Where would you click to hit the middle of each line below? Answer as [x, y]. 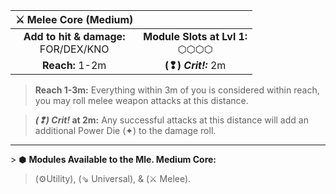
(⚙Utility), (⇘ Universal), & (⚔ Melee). [113, 178]
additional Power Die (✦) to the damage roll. [125, 130]
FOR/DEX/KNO [74, 49]
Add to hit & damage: [74, 36]
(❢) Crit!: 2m [195, 65]
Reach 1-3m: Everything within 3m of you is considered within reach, [177, 90]
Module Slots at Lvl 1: [195, 36]
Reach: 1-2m [74, 65]
